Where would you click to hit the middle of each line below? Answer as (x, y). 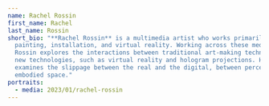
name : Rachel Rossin (42, 16)
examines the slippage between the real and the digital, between (128, 68)
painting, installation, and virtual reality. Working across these (132, 45)
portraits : (26, 82)
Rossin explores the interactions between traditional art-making (128, 53)
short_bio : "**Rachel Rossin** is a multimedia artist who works (119, 38)
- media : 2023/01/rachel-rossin (69, 90)
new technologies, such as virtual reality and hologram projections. (135, 61)
